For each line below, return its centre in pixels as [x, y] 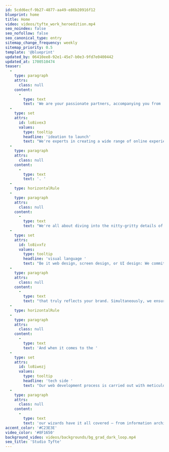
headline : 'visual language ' [55, 259]
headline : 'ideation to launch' [57, 137]
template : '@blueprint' [30, 52]
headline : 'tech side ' [48, 381]
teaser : [13, 66]
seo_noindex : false [26, 29]
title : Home [18, 19]
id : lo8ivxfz [32, 245]
